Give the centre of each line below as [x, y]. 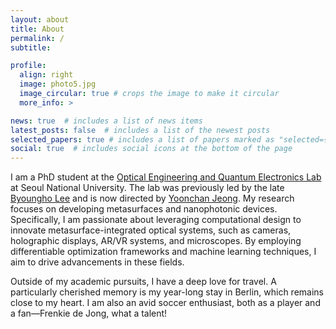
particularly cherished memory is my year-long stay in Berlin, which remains [167, 292]
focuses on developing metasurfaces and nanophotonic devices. [144, 209]
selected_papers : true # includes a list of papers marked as [142, 139]
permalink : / [37, 38]
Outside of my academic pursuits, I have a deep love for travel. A [143, 282]
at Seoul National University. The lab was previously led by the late [147, 188]
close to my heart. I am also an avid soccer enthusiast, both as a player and [165, 303]
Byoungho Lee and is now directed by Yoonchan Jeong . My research [152, 198]
